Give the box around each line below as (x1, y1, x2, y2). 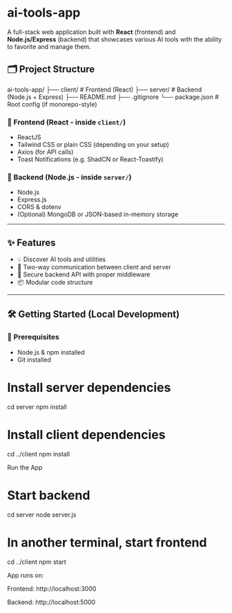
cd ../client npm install (7, 450, 70, 458)
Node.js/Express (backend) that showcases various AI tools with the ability (7, 35, 222, 43)
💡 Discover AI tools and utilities (17, 255, 106, 264)
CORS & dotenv (17, 203, 62, 211)
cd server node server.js (7, 510, 77, 519)
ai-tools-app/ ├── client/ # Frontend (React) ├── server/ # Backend (7, 85, 202, 94)
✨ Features (7, 237, 56, 249)
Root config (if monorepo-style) (7, 100, 98, 108)
